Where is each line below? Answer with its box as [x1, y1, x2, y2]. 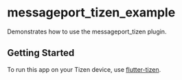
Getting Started [7, 47, 75, 59]
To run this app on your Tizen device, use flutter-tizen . [7, 65, 161, 73]
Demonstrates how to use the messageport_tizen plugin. [7, 27, 167, 36]
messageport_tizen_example [7, 5, 176, 21]
